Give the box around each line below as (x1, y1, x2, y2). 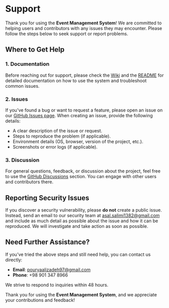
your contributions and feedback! (5, 297, 75, 303)
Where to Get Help (5, 45, 65, 54)
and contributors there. (5, 179, 54, 185)
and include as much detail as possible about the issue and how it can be (5, 218, 158, 224)
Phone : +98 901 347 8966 (12, 272, 69, 278)
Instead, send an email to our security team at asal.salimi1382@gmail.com (5, 213, 160, 219)
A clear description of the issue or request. (12, 127, 103, 133)
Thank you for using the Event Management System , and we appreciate (5, 291, 157, 297)
